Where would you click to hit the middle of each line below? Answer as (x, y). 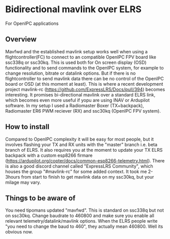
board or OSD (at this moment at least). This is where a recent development (84, 84)
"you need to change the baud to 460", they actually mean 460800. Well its (84, 226)
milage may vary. (23, 182)
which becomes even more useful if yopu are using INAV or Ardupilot (77, 100)
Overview (21, 39)
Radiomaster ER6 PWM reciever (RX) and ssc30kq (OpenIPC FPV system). (83, 111)
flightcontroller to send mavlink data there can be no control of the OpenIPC (84, 78)
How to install (27, 127)
